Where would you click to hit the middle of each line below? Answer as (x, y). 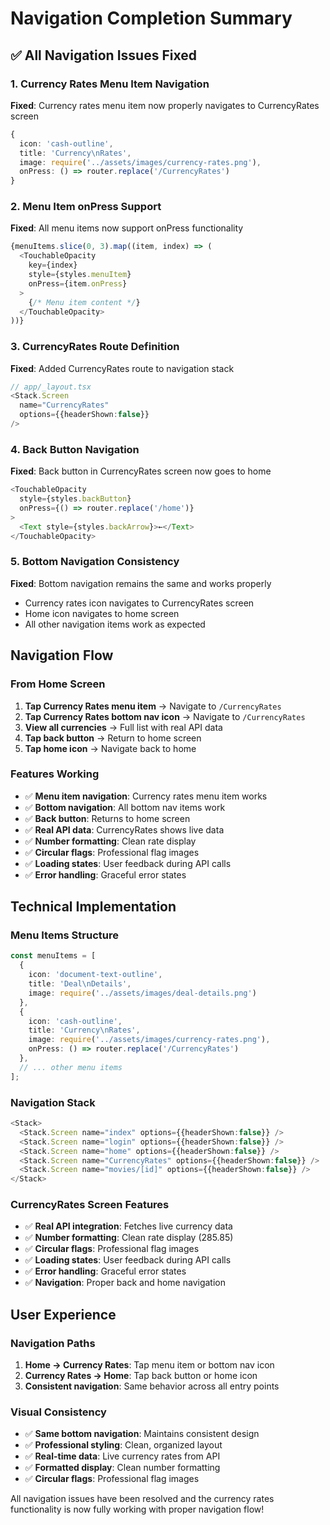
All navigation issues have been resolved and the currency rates (142, 1499)
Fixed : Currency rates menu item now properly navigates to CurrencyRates (165, 105)
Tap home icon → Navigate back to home (110, 748)
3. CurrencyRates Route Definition (95, 347)
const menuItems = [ (53, 956)
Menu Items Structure (64, 935)
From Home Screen (58, 684)
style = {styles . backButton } (75, 499)
